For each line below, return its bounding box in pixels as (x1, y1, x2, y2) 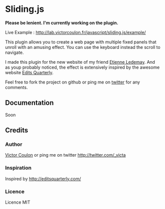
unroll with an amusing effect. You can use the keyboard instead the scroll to (5, 44, 161, 50)
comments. (5, 84, 28, 90)
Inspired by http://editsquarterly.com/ (5, 175, 81, 181)
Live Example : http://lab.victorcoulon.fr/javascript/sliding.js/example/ (5, 29, 146, 35)
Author (5, 141, 23, 148)
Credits (5, 126, 29, 134)
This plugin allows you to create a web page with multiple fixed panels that (5, 39, 157, 45)
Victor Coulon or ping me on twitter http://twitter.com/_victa (5, 152, 126, 158)
